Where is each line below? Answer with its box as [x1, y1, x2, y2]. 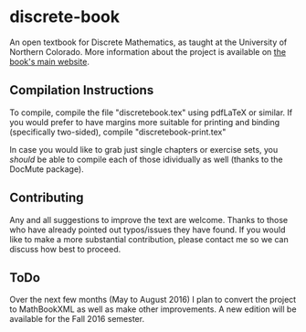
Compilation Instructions [9, 82, 154, 98]
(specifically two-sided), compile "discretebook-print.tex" [9, 126, 227, 137]
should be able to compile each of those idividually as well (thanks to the [9, 154, 283, 165]
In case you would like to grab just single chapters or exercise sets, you [9, 144, 279, 155]
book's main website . [9, 56, 90, 67]
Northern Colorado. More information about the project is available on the [9, 46, 286, 57]
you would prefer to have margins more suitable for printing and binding [9, 116, 280, 127]
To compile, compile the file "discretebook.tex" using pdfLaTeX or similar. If [9, 107, 293, 118]
